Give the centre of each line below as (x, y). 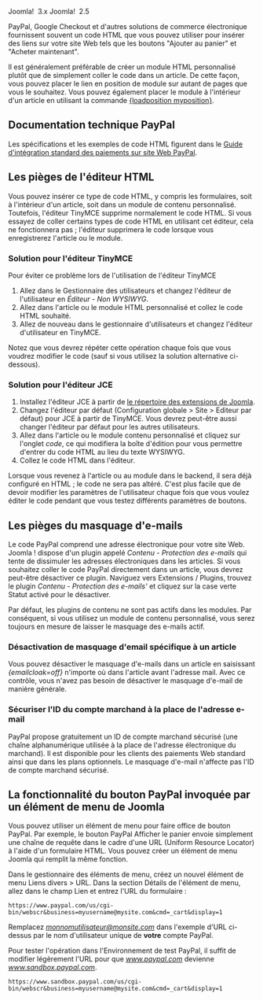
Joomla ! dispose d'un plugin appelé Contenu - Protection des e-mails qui (128, 553)
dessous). (24, 364)
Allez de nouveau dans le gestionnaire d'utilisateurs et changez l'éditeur (136, 324)
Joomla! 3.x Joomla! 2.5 (49, 11)
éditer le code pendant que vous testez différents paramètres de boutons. (128, 501)
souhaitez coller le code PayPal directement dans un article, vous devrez (126, 570)
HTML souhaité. (45, 315)
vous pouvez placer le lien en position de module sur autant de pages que (128, 83)
